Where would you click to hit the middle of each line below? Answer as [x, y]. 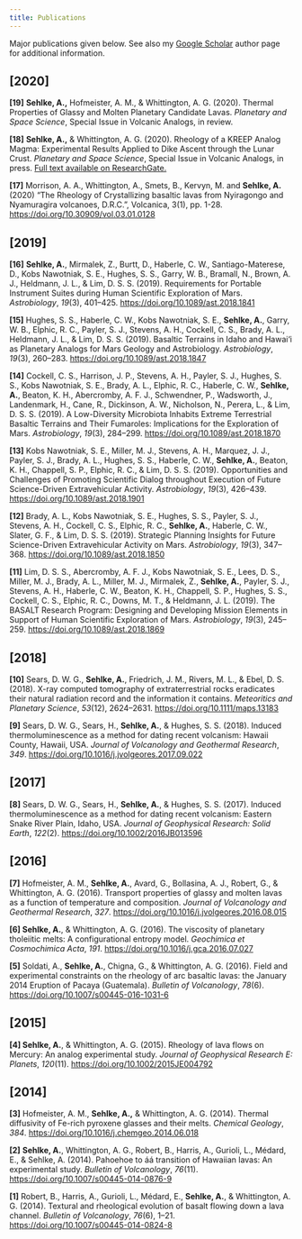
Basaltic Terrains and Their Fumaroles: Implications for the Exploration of [144, 424]
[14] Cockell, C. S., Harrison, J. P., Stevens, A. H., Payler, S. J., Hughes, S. [146, 376]
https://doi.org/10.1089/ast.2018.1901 [77, 499]
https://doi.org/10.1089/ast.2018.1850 [97, 554]
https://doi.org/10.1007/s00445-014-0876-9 [91, 1179]
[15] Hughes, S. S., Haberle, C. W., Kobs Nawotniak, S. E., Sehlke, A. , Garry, [150, 320]
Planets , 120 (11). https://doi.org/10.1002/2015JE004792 [111, 1063]
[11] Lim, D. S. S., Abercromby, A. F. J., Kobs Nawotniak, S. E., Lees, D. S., [145, 572]
